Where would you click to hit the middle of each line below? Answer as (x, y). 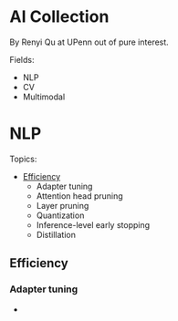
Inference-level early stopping (93, 224)
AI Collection (59, 17)
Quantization (60, 215)
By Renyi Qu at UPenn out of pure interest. (89, 42)
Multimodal (44, 97)
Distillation (56, 234)
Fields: (22, 59)
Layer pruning (63, 205)
